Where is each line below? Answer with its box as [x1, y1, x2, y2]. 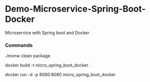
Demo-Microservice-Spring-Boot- [5, 3, 146, 15]
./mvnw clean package [5, 53, 51, 59]
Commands [5, 42, 33, 49]
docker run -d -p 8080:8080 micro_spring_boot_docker [5, 72, 116, 78]
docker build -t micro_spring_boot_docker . [5, 62, 91, 68]
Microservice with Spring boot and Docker [5, 30, 90, 35]
